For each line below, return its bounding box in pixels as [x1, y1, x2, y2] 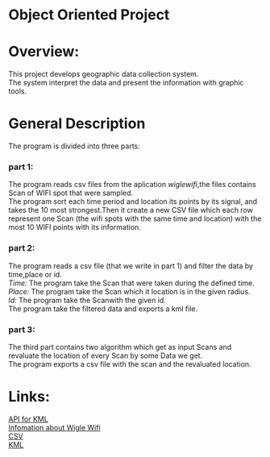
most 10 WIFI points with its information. [8, 222, 141, 232]
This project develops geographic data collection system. [8, 69, 199, 79]
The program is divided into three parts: [8, 141, 141, 151]
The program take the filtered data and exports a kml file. [8, 304, 198, 314]
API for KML [8, 413, 48, 424]
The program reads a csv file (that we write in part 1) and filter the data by [8, 260, 254, 271]
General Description [8, 114, 146, 133]
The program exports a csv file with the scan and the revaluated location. [8, 359, 251, 368]
